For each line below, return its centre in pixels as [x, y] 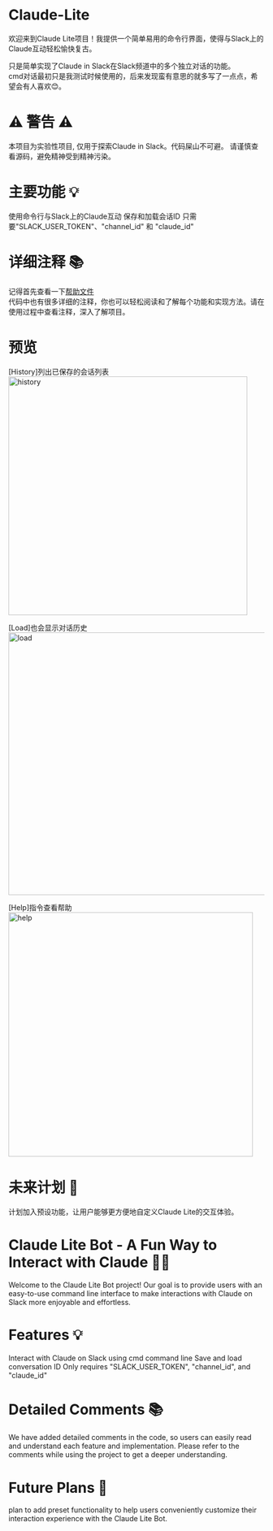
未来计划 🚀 [43, 1187]
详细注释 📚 [46, 262]
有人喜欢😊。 [44, 86]
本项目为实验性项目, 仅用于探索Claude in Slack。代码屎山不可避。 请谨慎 [130, 146]
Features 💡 [45, 1335]
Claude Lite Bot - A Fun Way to [113, 1245]
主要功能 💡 [44, 192]
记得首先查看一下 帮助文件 [51, 291]
